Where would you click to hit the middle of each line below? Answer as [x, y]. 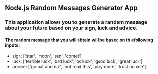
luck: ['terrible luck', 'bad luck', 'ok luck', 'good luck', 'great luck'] [77, 61]
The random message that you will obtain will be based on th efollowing [79, 40]
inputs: [12, 45]
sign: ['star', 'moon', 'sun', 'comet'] [47, 56]
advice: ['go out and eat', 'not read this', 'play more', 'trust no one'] [79, 66]
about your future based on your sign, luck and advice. [71, 28]
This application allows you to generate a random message [76, 22]
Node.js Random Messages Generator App [71, 8]
